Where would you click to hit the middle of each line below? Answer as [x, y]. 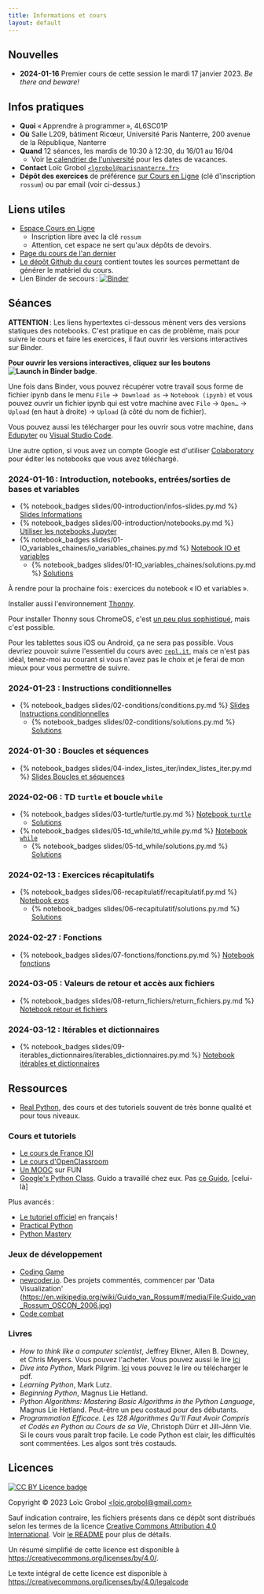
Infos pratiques [46, 107]
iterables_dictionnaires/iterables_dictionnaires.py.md [104, 1055]
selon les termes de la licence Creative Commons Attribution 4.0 [112, 1525]
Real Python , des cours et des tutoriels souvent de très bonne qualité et [135, 1107]
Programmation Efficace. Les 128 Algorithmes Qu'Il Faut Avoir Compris [134, 1418]
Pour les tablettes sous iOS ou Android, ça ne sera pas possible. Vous [121, 642]
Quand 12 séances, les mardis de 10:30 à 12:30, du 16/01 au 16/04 [126, 151]
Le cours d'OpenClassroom [64, 1162]
